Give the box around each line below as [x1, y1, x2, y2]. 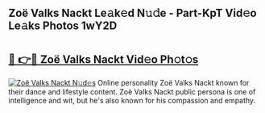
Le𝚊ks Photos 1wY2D [8, 19, 118, 33]
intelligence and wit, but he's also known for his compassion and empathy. [8, 96, 256, 105]
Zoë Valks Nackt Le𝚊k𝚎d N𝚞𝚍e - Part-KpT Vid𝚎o [8, 6, 257, 20]
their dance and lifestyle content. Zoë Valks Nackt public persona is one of [8, 87, 256, 96]
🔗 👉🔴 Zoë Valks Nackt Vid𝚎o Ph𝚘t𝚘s [8, 52, 199, 66]
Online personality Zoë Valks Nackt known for [97, 78, 250, 87]
